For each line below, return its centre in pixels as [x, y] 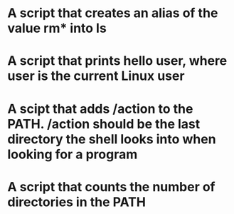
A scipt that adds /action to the [100, 109]
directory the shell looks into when [112, 139]
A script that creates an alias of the [113, 13]
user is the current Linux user [96, 76]
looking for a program [73, 154]
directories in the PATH [76, 202]
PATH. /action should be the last [104, 124]
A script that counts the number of [111, 187]
